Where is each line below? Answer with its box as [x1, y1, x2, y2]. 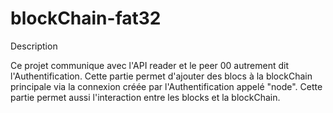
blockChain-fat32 [10, 7, 162, 30]
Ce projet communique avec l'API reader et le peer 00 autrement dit [10, 59, 290, 71]
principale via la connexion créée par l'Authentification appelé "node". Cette [10, 80, 323, 92]
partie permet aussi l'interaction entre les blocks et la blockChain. [10, 91, 281, 103]
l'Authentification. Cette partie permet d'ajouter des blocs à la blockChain [10, 70, 313, 82]
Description [10, 40, 58, 52]
